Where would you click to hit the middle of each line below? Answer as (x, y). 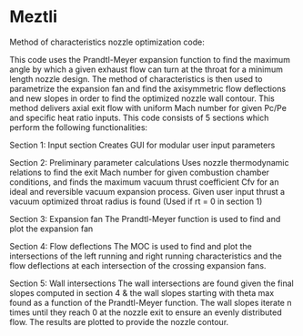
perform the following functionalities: (79, 127)
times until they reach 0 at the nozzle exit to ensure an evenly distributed (146, 312)
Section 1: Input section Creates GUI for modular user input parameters (142, 145)
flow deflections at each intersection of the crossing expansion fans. (138, 265)
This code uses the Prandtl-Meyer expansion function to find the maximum (150, 59)
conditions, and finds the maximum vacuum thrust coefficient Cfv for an (144, 182)
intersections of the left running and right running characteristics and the (146, 256)
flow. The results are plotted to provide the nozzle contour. (119, 321)
